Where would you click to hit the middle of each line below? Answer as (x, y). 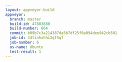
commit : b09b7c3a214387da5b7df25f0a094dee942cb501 (63, 33)
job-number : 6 (24, 42)
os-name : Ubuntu (26, 47)
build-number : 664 (29, 28)
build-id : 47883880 (30, 24)
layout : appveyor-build (30, 10)
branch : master (25, 19)
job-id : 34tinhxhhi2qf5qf (37, 38)
